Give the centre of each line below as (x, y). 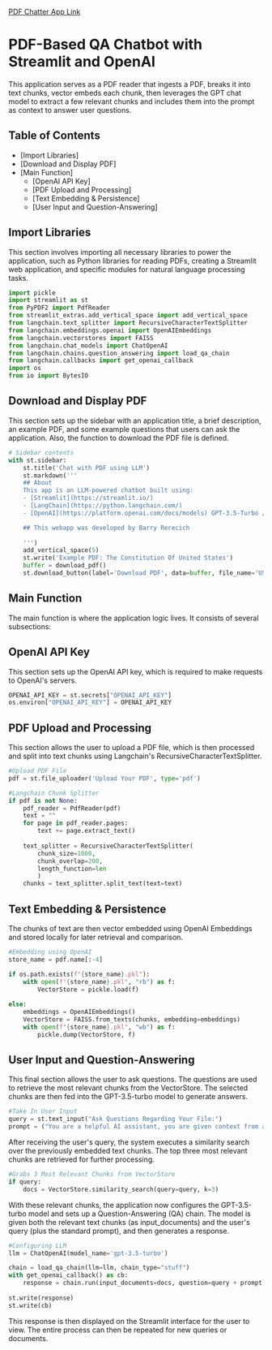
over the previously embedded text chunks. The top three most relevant (128, 1151)
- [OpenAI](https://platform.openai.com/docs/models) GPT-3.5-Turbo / (144, 513)
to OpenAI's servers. (42, 680)
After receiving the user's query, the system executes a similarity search (129, 1142)
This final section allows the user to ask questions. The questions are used (133, 1080)
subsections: (30, 626)
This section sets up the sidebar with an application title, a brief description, (135, 421)
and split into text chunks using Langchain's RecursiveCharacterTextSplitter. (135, 756)
